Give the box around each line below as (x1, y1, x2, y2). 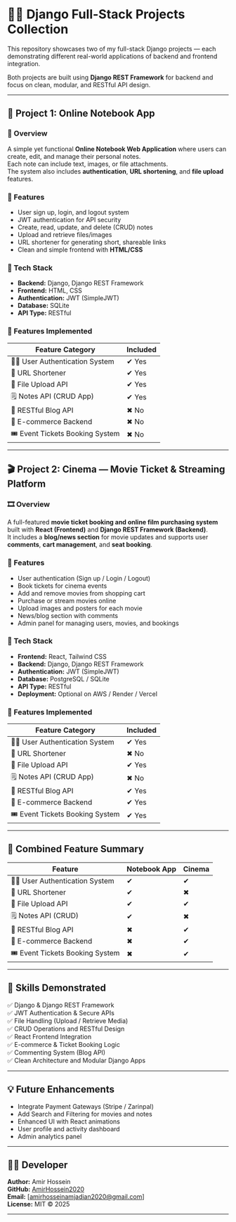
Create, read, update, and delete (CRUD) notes (17, 223, 153, 231)
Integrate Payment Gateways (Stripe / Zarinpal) (17, 1102, 155, 1110)
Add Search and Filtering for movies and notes (17, 1110, 152, 1118)
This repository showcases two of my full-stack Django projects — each (7, 44, 216, 53)
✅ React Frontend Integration (7, 1032, 92, 1041)
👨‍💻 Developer (7, 1159, 68, 1171)
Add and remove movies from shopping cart (17, 589, 145, 597)
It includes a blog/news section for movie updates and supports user (7, 533, 209, 541)
